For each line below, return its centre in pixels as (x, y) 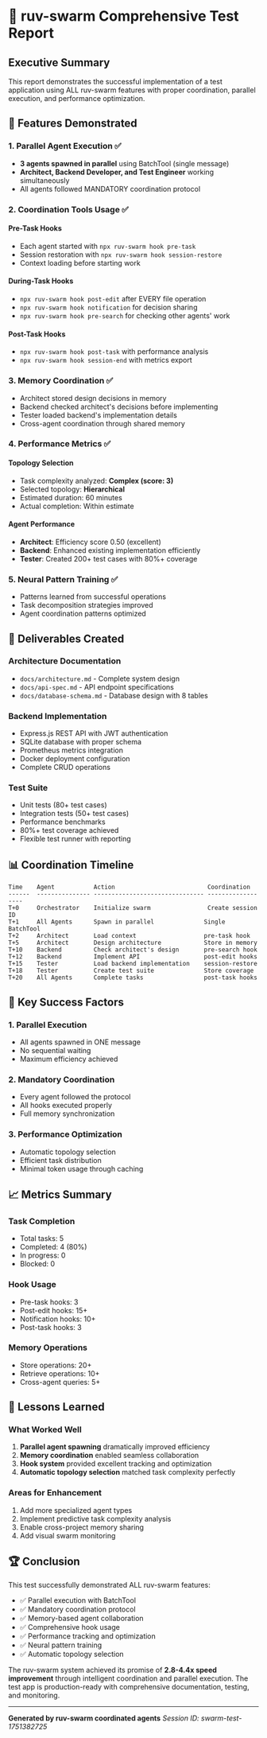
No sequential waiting (55, 1050)
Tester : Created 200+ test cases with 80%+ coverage (108, 558)
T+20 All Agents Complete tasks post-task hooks (133, 978)
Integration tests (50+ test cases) (74, 814)
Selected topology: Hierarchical (72, 489)
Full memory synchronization (67, 1114)
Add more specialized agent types (76, 1510)
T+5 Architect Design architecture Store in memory (133, 943)
